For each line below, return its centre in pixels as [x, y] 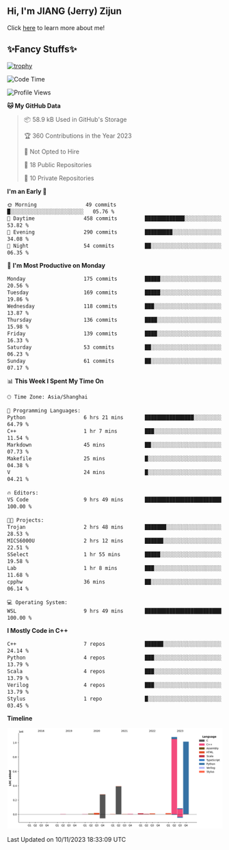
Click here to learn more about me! [56, 27]
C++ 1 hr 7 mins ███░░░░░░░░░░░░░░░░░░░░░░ [114, 431]
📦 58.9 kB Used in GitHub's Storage [75, 119]
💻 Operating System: [38, 602]
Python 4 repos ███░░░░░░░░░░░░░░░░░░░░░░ [114, 658]
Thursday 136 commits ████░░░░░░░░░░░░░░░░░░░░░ [114, 320]
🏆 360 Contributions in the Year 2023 [78, 136]
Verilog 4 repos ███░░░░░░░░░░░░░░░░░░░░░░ [114, 685]
